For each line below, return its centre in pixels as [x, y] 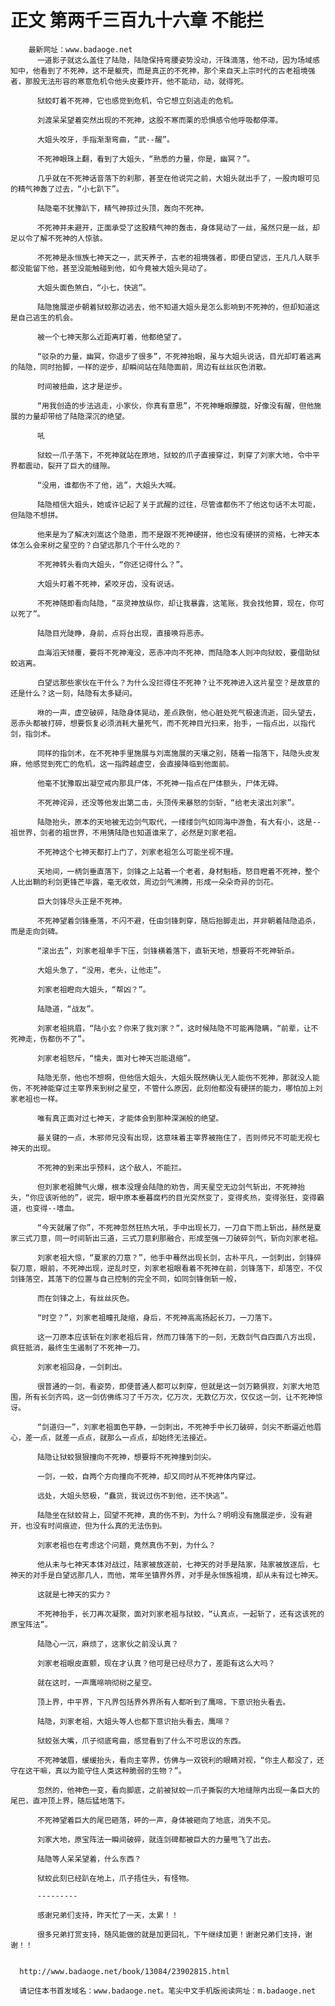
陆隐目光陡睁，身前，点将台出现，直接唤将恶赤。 [122, 633]
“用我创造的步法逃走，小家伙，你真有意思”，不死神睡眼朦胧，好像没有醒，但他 [175, 406]
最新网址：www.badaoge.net [80, 49]
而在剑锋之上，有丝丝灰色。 [85, 1298]
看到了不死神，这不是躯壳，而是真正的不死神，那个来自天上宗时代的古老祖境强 [177, 71]
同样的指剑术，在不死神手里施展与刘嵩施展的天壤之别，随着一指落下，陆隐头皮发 [178, 753]
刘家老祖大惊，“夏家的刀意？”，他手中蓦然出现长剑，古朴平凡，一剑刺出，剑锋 [175, 1257]
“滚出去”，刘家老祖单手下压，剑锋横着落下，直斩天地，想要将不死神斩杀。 [168, 951]
